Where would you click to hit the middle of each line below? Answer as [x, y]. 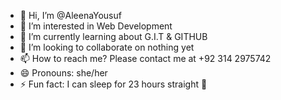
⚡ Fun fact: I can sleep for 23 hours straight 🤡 [113, 84]
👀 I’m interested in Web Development [96, 26]
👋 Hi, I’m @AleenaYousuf [70, 15]
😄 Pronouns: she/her [63, 73]
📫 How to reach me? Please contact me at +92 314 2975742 [145, 58]
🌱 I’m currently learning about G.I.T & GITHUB [113, 36]
